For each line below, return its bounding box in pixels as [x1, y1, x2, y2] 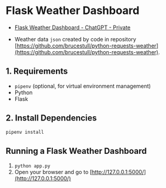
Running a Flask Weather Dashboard [5, 145, 147, 156]
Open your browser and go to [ [14, 169, 92, 176]
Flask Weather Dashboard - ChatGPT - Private [14, 24, 131, 31]
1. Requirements [5, 66, 68, 77]
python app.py [14, 163, 50, 169]
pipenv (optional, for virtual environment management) [14, 82, 151, 89]
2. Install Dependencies [5, 113, 97, 124]
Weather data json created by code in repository [14, 35, 136, 43]
